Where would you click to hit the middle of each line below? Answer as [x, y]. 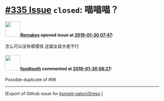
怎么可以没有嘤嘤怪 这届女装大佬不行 [42, 46]
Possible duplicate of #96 [31, 79]
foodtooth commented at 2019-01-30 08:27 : [66, 68]
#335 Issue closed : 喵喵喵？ [62, 10]
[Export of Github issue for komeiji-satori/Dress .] [54, 93]
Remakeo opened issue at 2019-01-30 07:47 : [67, 35]
